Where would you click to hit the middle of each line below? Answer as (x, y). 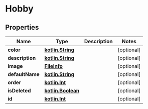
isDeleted (19, 91)
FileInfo (53, 66)
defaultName (24, 74)
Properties (22, 27)
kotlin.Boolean (62, 91)
